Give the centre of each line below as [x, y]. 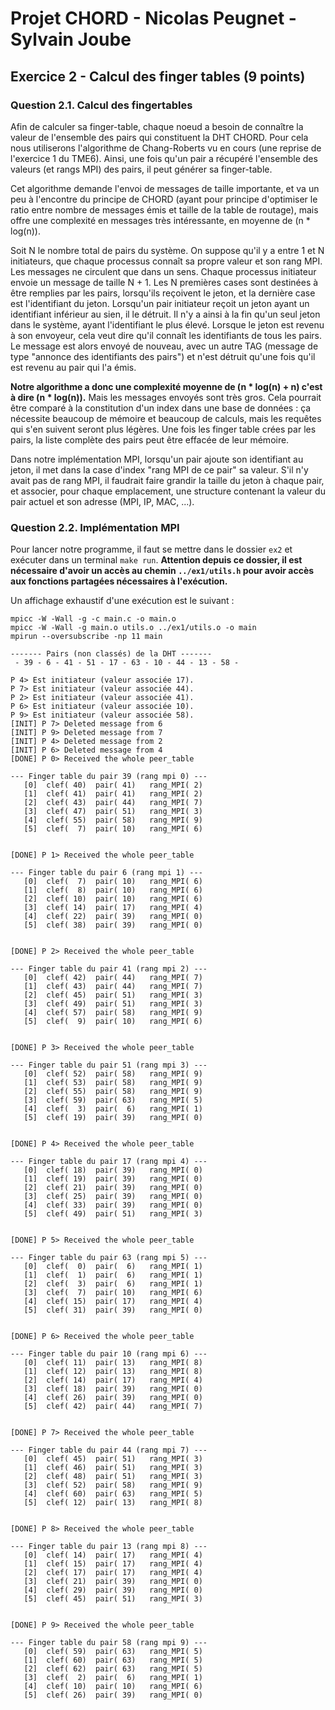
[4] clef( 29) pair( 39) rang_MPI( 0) [113, 1590]
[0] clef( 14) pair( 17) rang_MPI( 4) [113, 1555]
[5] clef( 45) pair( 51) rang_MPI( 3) [113, 1599]
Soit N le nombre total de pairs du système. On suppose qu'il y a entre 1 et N [167, 250]
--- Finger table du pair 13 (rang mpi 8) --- [109, 1547]
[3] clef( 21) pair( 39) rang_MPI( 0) [113, 1582]
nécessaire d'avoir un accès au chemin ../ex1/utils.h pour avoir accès [162, 571]
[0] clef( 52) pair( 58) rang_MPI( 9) [113, 1074]
